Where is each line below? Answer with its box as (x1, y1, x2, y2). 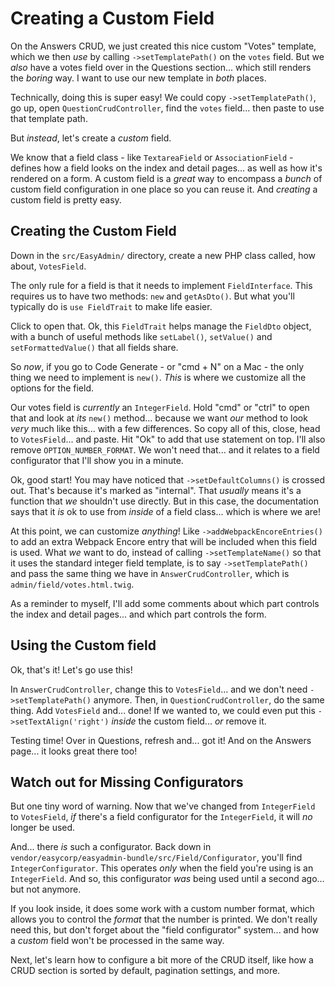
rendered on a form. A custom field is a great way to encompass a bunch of (10, 172, 323, 184)
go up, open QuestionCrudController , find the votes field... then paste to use (10, 102, 325, 114)
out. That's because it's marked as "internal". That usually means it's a (10, 484, 302, 496)
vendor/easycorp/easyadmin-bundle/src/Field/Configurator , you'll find (10, 852, 303, 864)
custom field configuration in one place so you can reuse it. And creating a (10, 183, 318, 195)
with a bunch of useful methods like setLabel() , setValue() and (10, 330, 273, 342)
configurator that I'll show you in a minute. (10, 454, 184, 466)
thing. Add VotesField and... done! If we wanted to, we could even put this (10, 704, 316, 716)
